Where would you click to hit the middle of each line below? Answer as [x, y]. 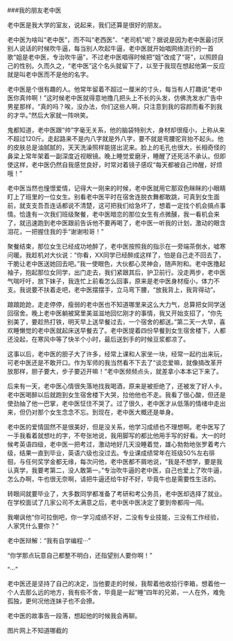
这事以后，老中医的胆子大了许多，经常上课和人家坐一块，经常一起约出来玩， [116, 354]
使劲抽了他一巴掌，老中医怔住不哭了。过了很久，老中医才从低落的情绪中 [110, 403]
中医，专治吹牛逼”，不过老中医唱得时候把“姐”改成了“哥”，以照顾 [126, 57]
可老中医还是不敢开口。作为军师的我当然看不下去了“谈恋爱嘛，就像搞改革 [112, 363]
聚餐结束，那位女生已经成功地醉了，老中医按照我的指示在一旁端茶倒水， [110, 246]
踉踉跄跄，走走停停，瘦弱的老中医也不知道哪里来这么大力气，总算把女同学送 [116, 305]
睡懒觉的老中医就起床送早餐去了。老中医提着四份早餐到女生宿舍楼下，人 [116, 331]
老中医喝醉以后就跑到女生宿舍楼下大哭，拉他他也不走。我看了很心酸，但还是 [116, 395]
